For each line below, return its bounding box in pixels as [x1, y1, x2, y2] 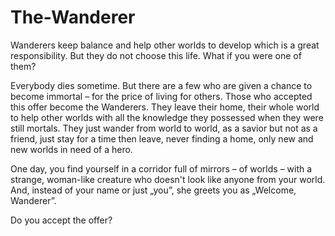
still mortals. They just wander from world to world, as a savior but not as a [10, 122, 318, 134]
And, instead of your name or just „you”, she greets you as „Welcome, [10, 184, 297, 196]
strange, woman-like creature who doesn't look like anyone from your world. [10, 173, 326, 185]
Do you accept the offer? [10, 214, 113, 226]
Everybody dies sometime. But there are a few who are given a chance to [10, 79, 313, 91]
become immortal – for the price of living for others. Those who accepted [10, 90, 313, 102]
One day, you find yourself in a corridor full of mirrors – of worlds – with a [10, 162, 313, 175]
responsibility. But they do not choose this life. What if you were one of [10, 49, 302, 61]
